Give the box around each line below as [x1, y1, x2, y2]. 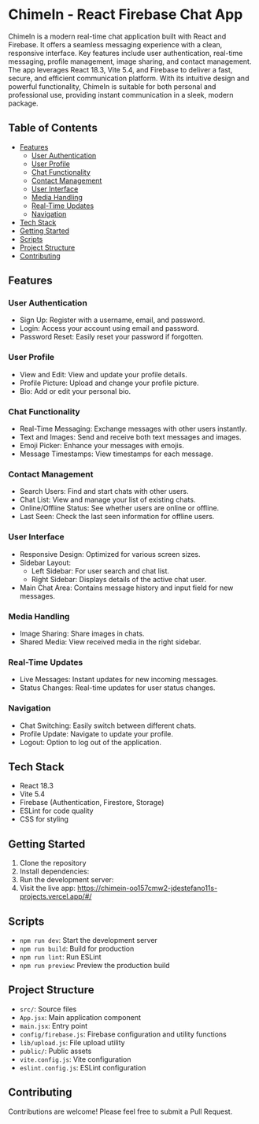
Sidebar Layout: [19, 558, 72, 567]
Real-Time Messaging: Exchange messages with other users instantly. [19, 424, 247, 434]
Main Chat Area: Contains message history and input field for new [19, 583, 234, 592]
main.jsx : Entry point [19, 1021, 88, 1030]
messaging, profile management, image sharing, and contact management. [8, 57, 252, 66]
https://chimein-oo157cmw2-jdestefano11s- [77, 884, 218, 893]
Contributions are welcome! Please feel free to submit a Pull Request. [8, 1107, 233, 1116]
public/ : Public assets [19, 1046, 92, 1055]
